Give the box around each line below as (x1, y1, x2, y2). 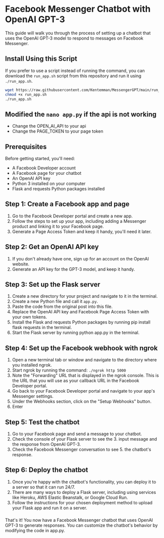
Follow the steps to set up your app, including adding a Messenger (12, 218, 146, 224)
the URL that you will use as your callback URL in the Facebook (12, 378, 140, 384)
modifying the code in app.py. (5, 527, 65, 533)
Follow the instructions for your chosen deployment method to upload (12, 499, 153, 505)
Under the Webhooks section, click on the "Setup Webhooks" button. (12, 398, 152, 404)
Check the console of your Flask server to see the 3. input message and (12, 436, 157, 442)
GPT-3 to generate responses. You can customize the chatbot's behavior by (5, 522, 158, 528)
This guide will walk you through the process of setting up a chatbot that (5, 30, 151, 36)
